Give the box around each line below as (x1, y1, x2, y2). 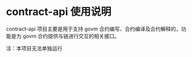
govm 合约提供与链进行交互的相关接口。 (22, 32, 120, 39)
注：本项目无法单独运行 (6, 44, 62, 52)
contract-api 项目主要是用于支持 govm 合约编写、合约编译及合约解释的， (6, 25, 181, 32)
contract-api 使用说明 (6, 5, 112, 18)
